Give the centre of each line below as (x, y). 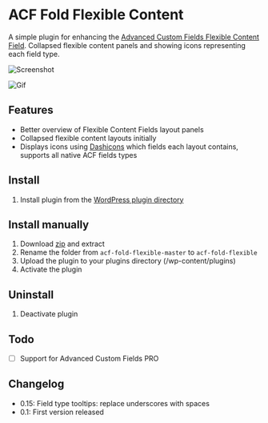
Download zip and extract (62, 244)
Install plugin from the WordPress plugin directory (102, 199)
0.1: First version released (62, 412)
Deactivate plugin (49, 314)
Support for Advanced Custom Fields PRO (89, 359)
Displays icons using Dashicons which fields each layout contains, (129, 147)
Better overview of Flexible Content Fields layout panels (112, 129)
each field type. (34, 54)
